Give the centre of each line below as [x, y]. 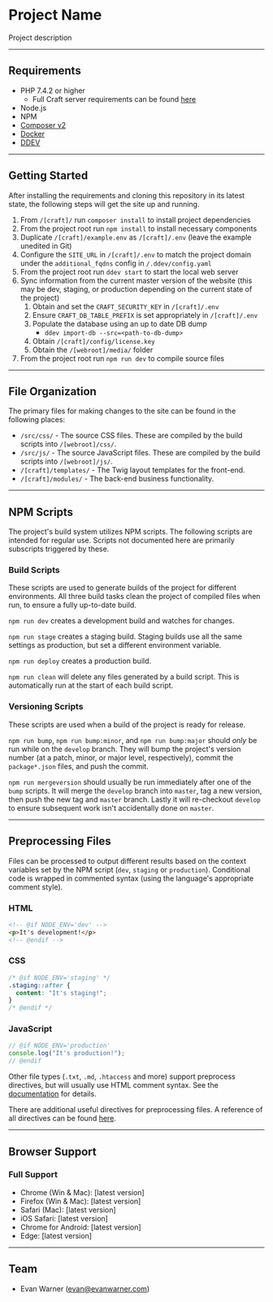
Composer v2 [43, 125]
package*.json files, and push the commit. [78, 766]
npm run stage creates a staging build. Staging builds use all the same [125, 636]
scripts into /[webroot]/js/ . [67, 461]
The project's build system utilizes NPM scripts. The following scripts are [131, 532]
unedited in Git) [46, 245]
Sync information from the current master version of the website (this [136, 280]
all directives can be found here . [62, 1119]
